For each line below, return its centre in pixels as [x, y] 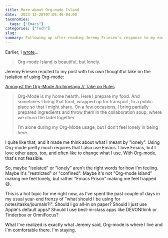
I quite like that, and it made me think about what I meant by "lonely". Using [82, 142]
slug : [11, 33]
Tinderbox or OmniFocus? [32, 215]
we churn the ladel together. [46, 117]
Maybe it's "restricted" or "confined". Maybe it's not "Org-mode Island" [79, 173]
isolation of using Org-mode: [35, 77]
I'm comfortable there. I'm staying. [41, 230]
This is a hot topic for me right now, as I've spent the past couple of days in [82, 193]
